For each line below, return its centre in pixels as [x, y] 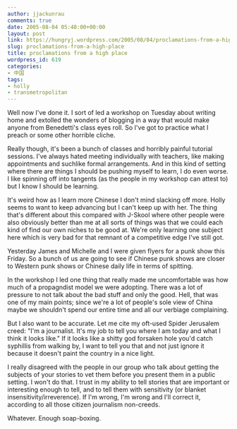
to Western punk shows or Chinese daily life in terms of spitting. [100, 266]
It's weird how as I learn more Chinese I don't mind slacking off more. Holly [116, 200]
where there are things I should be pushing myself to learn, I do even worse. [118, 171]
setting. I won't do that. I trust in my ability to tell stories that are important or [119, 382]
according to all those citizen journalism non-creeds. [84, 405]
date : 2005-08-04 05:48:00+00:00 [56, 27]
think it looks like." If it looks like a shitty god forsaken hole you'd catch [110, 339]
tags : [15, 79]
